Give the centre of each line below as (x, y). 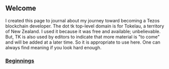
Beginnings (20, 60)
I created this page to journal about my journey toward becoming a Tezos (82, 20)
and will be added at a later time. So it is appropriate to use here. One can (83, 42)
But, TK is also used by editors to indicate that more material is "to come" (82, 37)
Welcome (21, 8)
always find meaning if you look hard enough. (54, 47)
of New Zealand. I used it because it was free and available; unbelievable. (83, 31)
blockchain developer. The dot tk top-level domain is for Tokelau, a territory (85, 26)
